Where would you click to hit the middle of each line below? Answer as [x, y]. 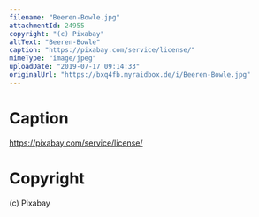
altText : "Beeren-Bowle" [55, 42]
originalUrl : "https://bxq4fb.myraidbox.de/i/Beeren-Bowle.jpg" [130, 75]
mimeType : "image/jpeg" [53, 58]
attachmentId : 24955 [47, 26]
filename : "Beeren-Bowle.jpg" [65, 17]
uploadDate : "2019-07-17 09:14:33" [75, 67]
